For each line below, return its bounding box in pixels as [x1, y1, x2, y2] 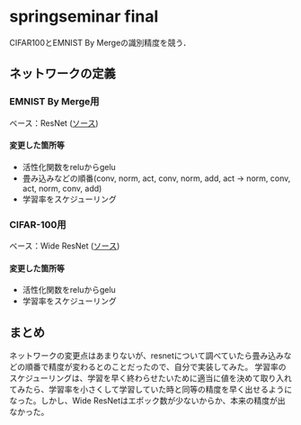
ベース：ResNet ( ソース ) [9, 117, 99, 128]
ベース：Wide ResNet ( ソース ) [9, 240, 120, 251]
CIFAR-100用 [9, 218, 66, 231]
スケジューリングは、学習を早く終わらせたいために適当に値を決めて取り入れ [9, 373, 292, 384]
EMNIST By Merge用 [9, 95, 100, 108]
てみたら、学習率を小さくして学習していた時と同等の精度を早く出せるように [9, 384, 293, 395]
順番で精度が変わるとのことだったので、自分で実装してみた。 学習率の [24, 362, 287, 373]
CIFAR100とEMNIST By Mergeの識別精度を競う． [9, 37, 191, 48]
